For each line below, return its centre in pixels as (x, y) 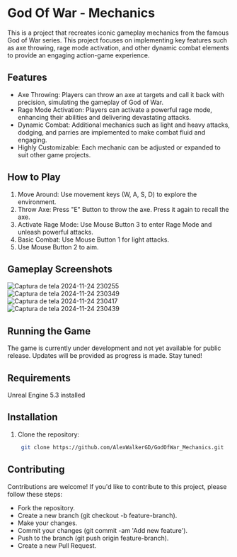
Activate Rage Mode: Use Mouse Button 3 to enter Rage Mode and (115, 224)
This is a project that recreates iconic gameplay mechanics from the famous (118, 33)
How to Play (34, 178)
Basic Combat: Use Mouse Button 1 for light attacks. (93, 240)
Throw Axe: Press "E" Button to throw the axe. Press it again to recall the (123, 209)
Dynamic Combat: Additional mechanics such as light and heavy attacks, (123, 125)
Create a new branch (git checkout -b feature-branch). (97, 515)
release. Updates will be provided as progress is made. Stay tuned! (105, 356)
